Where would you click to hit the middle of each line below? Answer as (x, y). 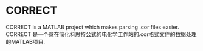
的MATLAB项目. (25, 41)
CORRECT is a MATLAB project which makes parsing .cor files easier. (93, 27)
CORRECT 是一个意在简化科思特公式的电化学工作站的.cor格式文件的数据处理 (101, 34)
